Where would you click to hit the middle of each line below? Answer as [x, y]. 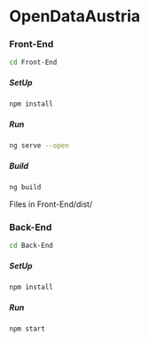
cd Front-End [33, 63]
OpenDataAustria [75, 16]
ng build [25, 187]
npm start [27, 329]
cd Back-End [31, 246]
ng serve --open [39, 146]
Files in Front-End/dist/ [51, 204]
